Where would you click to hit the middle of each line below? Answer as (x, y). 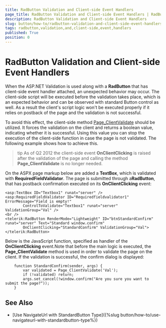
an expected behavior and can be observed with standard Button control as (82, 102)
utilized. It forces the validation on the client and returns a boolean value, (79, 128)
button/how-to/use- (141, 315)
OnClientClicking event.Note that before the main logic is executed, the (78, 246)
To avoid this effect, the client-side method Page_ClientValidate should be (80, 122)
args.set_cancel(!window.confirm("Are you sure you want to (86, 279)
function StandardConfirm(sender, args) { (58, 266)
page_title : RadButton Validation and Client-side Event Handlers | (77, 14)
